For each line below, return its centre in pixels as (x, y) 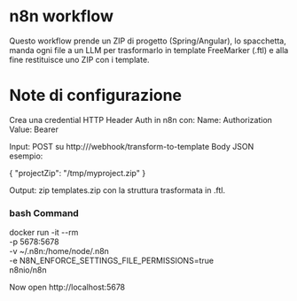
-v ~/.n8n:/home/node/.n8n (59, 251)
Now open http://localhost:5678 (67, 287)
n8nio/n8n (28, 270)
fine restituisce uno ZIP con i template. (79, 59)
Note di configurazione (96, 96)
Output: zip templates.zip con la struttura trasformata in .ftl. (117, 190)
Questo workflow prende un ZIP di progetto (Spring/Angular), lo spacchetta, (148, 41)
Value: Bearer (34, 129)
